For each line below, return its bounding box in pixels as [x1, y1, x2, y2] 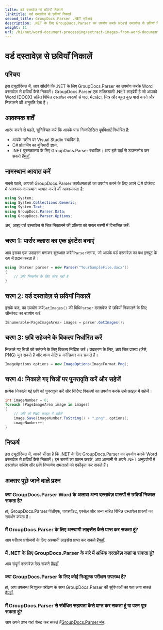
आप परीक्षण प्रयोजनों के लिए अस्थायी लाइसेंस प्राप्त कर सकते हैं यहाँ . [5, 537, 106, 543]
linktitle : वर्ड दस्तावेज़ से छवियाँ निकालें [5, 12, 72, 17]
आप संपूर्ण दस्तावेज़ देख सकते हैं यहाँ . [5, 560, 60, 567]
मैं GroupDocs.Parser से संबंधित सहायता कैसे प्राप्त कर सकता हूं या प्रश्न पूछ [5, 602, 147, 609]
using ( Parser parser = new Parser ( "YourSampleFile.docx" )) [5, 265, 130, 270]
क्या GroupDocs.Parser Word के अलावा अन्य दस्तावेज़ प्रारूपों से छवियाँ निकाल [5, 491, 155, 498]
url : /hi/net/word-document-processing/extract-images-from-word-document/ [5, 30, 162, 35]
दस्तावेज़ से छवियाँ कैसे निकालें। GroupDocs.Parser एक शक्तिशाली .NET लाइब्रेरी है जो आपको [5, 89, 157, 94]
